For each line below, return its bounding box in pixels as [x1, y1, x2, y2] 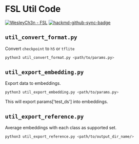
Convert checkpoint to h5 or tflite [5, 46, 75, 51]
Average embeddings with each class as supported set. [5, 125, 117, 131]
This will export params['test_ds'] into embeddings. [5, 99, 108, 105]
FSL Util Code [5, 3, 61, 15]
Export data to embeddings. [5, 80, 61, 86]
